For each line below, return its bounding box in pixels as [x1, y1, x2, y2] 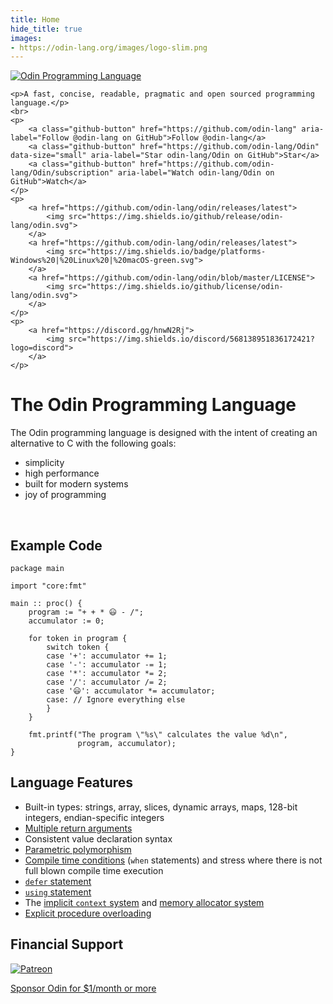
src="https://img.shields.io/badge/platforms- [68, 247, 267, 257]
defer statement [24, 875, 92, 887]
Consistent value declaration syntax [24, 832, 173, 845]
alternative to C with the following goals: [10, 437, 177, 450]
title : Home [10, 14, 60, 25]
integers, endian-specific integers [24, 811, 165, 823]
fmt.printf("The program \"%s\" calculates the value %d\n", [28, 730, 288, 740]
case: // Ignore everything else [46, 695, 186, 705]
